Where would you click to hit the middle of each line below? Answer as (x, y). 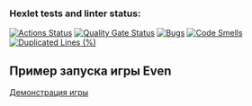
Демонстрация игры (49, 93)
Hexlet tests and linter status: (75, 13)
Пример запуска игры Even (90, 71)
